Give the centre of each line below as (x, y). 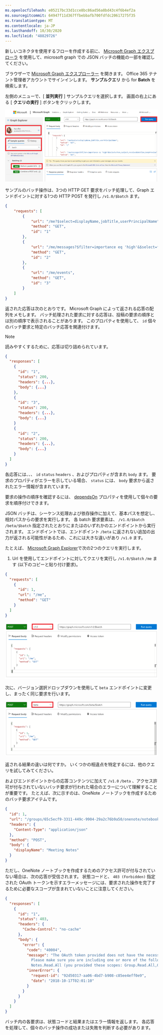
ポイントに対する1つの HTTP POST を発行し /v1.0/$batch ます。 (78, 196)
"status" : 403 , (33, 919)
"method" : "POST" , (28, 840)
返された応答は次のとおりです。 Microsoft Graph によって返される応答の (77, 308)
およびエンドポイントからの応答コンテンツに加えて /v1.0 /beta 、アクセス (79, 781)
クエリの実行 (26, 102)
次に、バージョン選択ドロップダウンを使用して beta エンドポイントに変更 (78, 687)
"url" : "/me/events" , (53, 273)
